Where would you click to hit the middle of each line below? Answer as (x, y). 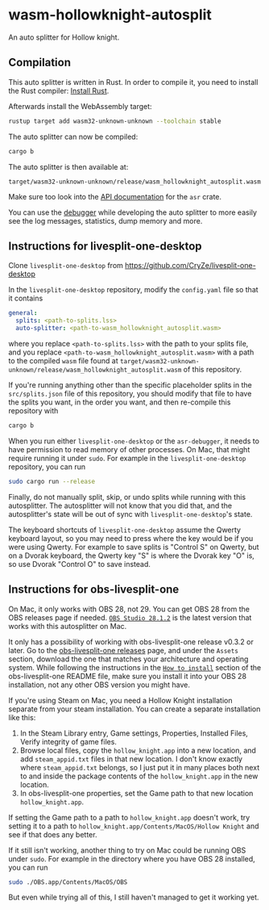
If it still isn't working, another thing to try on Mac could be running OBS (127, 850)
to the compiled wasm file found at (63, 360)
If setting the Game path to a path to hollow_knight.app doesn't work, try (129, 817)
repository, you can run (47, 467)
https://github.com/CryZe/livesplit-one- (190, 266)
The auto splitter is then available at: (68, 166)
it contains (26, 298)
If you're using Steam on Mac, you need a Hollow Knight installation (120, 700)
